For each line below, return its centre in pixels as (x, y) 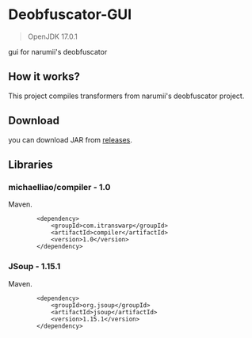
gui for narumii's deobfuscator (58, 51)
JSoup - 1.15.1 (34, 267)
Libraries (31, 164)
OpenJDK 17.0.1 (52, 36)
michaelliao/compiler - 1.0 (59, 187)
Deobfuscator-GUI (70, 15)
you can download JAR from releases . (71, 139)
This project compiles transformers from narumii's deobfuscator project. (126, 96)
